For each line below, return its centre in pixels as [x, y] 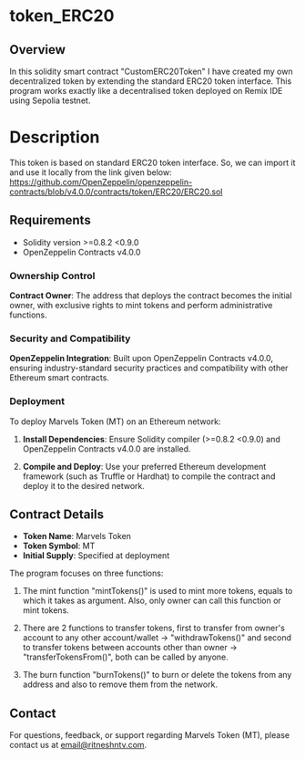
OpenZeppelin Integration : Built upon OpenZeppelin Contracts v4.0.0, [142, 359]
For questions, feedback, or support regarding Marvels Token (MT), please [149, 735]
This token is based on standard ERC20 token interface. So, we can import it [152, 162]
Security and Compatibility [70, 338]
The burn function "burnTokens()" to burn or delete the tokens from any [157, 675]
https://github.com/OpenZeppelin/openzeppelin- [101, 182]
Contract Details [57, 515]
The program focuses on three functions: [86, 573]
